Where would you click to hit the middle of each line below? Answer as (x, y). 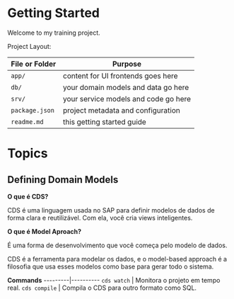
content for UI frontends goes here (120, 76)
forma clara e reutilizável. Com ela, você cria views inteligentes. (100, 218)
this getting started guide (104, 122)
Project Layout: (29, 46)
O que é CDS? (28, 196)
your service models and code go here (127, 98)
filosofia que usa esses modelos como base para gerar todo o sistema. (111, 266)
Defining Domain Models (63, 180)
